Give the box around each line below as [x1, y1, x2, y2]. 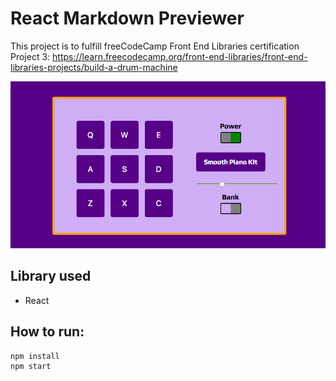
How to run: [10, 323, 85, 341]
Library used [10, 268, 92, 285]
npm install [10, 351, 60, 361]
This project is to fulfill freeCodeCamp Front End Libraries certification [10, 40, 300, 52]
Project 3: [10, 50, 51, 62]
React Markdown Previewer [10, 7, 245, 30]
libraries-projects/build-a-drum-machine [10, 61, 178, 73]
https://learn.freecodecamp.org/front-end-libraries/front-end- [52, 50, 308, 62]
